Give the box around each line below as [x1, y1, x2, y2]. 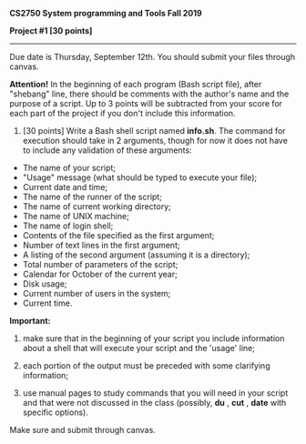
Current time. [22, 298, 73, 308]
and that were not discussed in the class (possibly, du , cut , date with [22, 398, 287, 408]
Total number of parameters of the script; [22, 259, 178, 269]
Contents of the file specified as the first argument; [22, 230, 215, 240]
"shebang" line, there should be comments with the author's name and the [9, 88, 290, 99]
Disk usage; [22, 278, 67, 289]
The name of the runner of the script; [22, 191, 162, 202]
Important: [9, 316, 51, 326]
